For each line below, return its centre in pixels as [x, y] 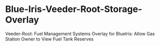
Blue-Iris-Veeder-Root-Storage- [74, 9]
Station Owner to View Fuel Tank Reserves [49, 39]
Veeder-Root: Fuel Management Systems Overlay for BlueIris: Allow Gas [80, 33]
